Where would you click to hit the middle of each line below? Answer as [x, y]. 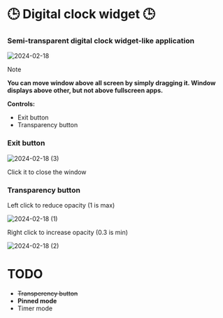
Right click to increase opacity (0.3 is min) [67, 233]
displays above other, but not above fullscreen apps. [85, 91]
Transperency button [48, 294]
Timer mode [35, 308]
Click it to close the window [47, 172]
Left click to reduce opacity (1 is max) [61, 205]
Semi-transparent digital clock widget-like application [101, 41]
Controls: [21, 104]
